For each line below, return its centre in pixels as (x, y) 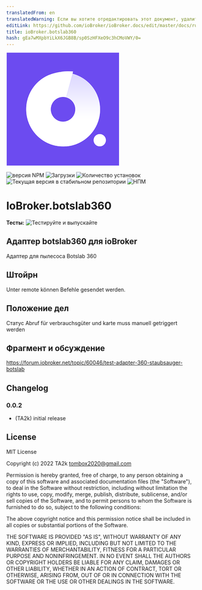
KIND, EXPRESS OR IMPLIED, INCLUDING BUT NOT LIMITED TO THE (91, 543)
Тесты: (16, 223)
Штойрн (22, 275)
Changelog (27, 388)
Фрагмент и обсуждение (56, 348)
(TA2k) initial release (40, 418)
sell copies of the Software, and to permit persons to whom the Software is (99, 500)
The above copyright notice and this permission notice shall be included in (98, 518)
